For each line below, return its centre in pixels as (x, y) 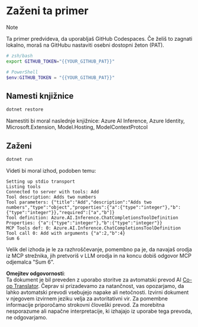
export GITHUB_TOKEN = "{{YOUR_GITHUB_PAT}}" (61, 61)
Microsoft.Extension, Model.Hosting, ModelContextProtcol (77, 127)
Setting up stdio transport (41, 182)
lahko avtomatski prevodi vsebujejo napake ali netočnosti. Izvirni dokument (98, 292)
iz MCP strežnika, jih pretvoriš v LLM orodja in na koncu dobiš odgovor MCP (99, 255)
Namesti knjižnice (40, 96)
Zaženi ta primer (47, 11)
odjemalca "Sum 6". (30, 262)
